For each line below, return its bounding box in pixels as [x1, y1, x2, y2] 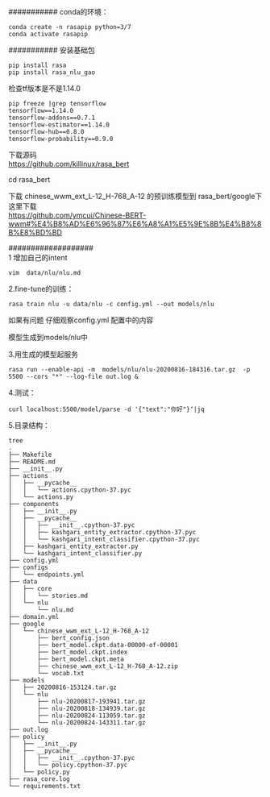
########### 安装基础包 [8, 45, 95, 55]
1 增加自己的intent [8, 253, 68, 262]
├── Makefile [8, 450, 52, 459]
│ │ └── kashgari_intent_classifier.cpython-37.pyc [8, 535, 200, 543]
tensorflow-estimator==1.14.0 [8, 121, 110, 129]
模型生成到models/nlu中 [8, 333, 89, 342]
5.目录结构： [8, 421, 50, 430]
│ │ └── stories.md [8, 592, 89, 600]
